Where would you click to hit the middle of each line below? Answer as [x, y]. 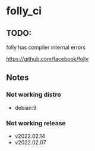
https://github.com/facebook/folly [47, 59]
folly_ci [24, 11]
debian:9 [26, 107]
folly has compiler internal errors [46, 47]
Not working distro [34, 95]
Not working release [36, 123]
